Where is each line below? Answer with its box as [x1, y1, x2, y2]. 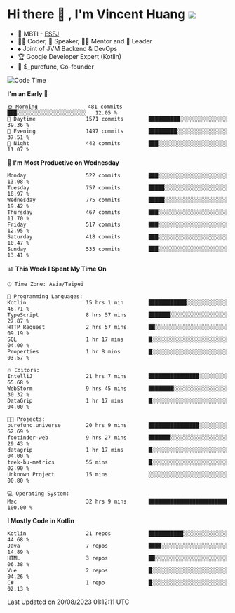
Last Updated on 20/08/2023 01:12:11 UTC [7, 598, 130, 606]
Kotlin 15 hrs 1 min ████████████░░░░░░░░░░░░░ [7, 299, 228, 306]
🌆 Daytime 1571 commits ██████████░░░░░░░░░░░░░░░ [7, 115, 228, 122]
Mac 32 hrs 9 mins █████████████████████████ [7, 498, 228, 505]
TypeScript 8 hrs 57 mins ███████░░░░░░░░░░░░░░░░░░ [7, 311, 228, 318]
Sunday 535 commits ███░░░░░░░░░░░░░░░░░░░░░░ [7, 245, 228, 252]
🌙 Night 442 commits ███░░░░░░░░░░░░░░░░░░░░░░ [7, 140, 228, 147]
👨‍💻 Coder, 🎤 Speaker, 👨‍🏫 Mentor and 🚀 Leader [17, 36, 152, 45]
